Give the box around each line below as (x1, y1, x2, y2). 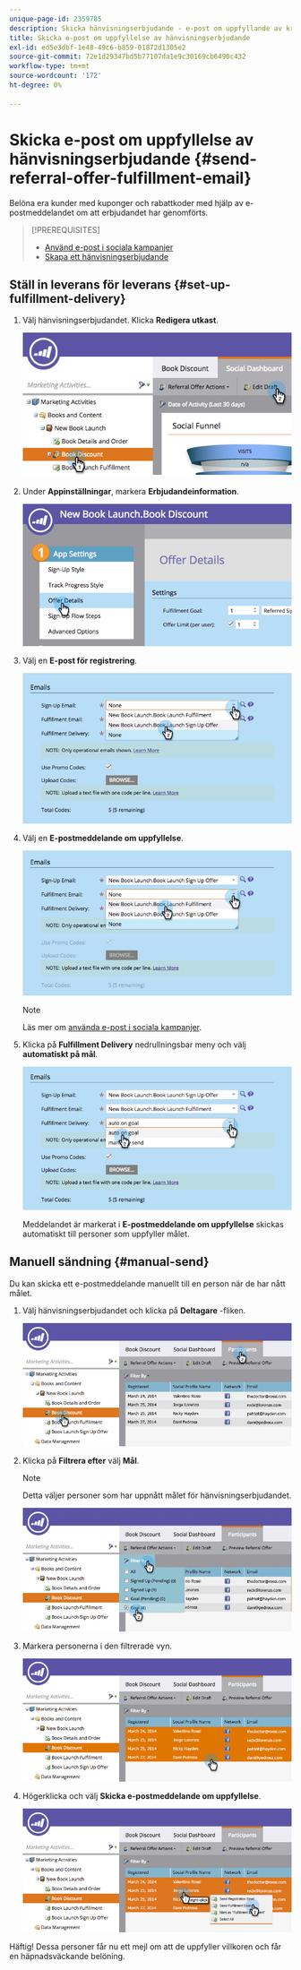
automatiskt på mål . (21, 1048, 99, 1059)
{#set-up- (173, 277, 231, 292)
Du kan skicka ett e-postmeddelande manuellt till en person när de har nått (9, 1277, 286, 1289)
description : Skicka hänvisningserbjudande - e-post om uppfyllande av (9, 23, 282, 33)
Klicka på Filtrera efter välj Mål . (21, 1456, 140, 1467)
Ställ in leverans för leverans (9, 277, 172, 292)
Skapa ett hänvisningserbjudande (44, 251, 168, 262)
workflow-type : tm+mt (9, 62, 90, 71)
